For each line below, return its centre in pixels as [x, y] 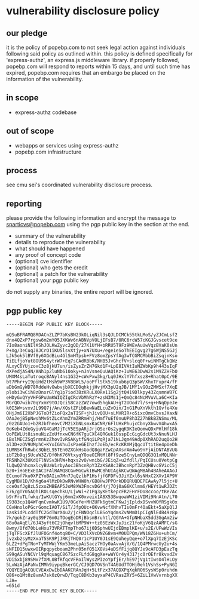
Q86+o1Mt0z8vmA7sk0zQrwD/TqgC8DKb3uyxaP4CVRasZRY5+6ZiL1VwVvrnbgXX [92, 575]
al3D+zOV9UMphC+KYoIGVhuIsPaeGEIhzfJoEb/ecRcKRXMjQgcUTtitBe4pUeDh [92, 445]
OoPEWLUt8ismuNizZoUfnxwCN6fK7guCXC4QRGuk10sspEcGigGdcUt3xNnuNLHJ [92, 434]
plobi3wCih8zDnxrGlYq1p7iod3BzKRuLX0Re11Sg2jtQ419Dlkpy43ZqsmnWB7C [92, 392]
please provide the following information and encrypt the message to [91, 218]
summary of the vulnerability [50, 236]
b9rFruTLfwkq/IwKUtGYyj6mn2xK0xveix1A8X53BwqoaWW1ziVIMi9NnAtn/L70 [92, 497]
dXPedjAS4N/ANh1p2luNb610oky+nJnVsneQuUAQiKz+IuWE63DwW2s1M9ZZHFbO [92, 371]
